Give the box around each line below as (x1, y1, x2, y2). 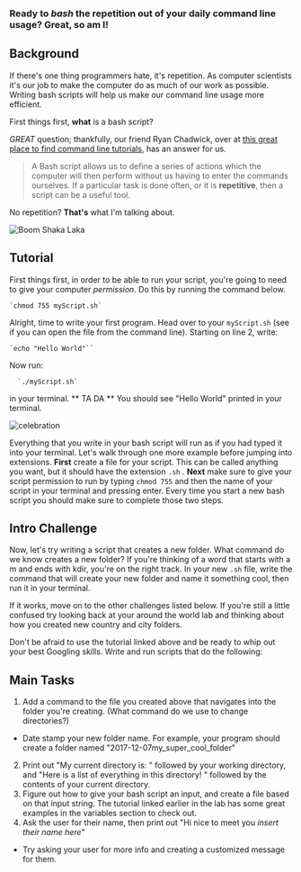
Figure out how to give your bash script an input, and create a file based (22, 788, 289, 799)
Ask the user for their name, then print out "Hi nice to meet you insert (22, 817, 279, 828)
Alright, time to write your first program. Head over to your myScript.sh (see (9, 317, 290, 328)
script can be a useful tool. (31, 189, 131, 200)
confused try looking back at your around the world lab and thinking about (9, 610, 285, 621)
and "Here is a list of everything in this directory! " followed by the (22, 769, 267, 780)
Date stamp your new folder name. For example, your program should (22, 733, 280, 744)
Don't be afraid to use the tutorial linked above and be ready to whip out (9, 637, 276, 648)
